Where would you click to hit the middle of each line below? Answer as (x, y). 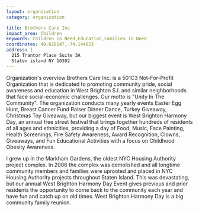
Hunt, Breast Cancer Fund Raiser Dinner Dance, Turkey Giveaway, (86, 109)
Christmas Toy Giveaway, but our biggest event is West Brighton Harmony (97, 115)
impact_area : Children (34, 33)
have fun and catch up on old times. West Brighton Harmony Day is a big (95, 196)
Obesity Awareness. (31, 147)
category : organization (36, 17)
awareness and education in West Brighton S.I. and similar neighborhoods (96, 90)
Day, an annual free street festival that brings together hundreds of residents (99, 121)
